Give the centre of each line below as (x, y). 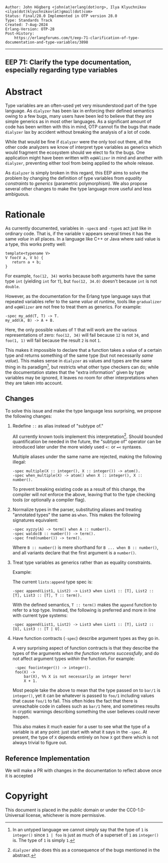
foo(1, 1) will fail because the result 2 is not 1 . (53, 340)
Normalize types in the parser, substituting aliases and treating (77, 510)
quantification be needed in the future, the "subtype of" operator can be (87, 442)
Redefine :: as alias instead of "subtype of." (58, 425)
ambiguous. (17, 194)
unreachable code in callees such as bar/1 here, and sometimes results (86, 706)
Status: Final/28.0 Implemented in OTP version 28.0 (61, 16)
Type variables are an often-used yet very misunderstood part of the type (81, 106)
